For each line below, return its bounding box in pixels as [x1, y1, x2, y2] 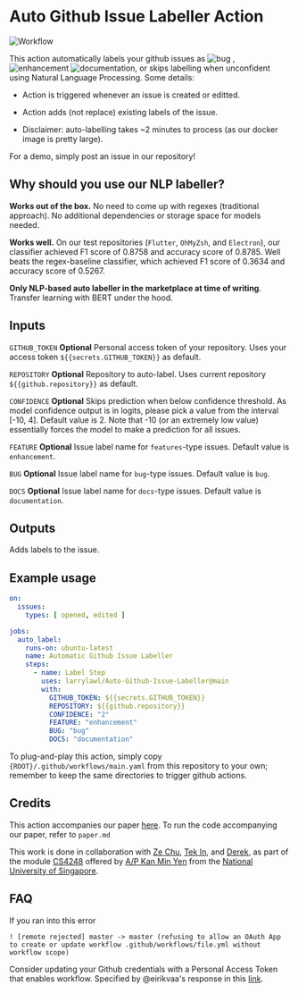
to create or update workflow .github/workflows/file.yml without [9, 940, 261, 949]
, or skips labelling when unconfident [135, 63, 270, 73]
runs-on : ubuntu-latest [25, 644, 114, 652]
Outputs [9, 520, 56, 535]
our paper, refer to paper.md [9, 829, 111, 839]
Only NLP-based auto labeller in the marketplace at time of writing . [9, 282, 261, 293]
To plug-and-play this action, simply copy [9, 751, 162, 762]
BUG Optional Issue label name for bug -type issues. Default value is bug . [9, 467, 270, 479]
